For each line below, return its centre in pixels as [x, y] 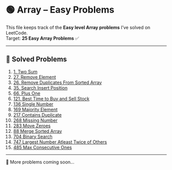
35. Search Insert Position [40, 88]
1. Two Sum [25, 71]
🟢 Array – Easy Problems [60, 10]
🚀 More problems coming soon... [40, 162]
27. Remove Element [34, 77]
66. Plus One [27, 93]
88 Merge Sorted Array [38, 131]
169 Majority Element [35, 109]
